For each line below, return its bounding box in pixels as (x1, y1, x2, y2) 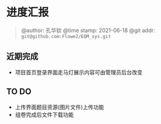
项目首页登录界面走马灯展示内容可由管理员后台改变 (15, 68, 143, 76)
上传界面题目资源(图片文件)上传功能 (15, 103, 105, 111)
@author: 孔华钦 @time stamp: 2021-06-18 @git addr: (21, 27, 156, 34)
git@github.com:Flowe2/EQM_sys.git (21, 33, 111, 39)
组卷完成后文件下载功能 (15, 111, 74, 118)
